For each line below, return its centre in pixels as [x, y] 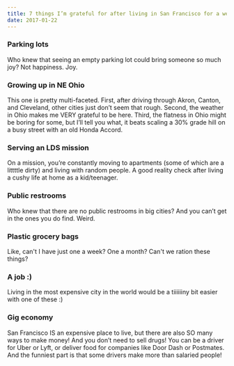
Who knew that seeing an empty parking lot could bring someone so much [114, 59]
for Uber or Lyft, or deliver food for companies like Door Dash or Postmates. [116, 347]
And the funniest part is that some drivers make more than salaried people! [115, 355]
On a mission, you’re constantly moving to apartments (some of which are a [116, 163]
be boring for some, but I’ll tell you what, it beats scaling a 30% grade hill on [116, 122]
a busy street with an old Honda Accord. [65, 130]
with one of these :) [35, 299]
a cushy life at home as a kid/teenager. [63, 177]
